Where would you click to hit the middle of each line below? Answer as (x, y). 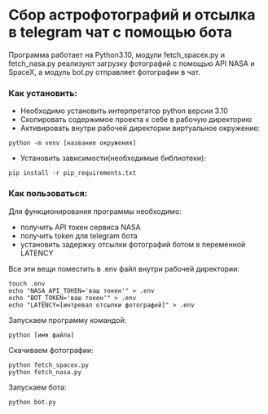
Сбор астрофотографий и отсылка (132, 15)
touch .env (27, 283)
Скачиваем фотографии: (51, 350)
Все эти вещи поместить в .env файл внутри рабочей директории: (124, 268)
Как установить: (43, 93)
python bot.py (33, 402)
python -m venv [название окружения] (72, 143)
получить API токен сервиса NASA (80, 227)
